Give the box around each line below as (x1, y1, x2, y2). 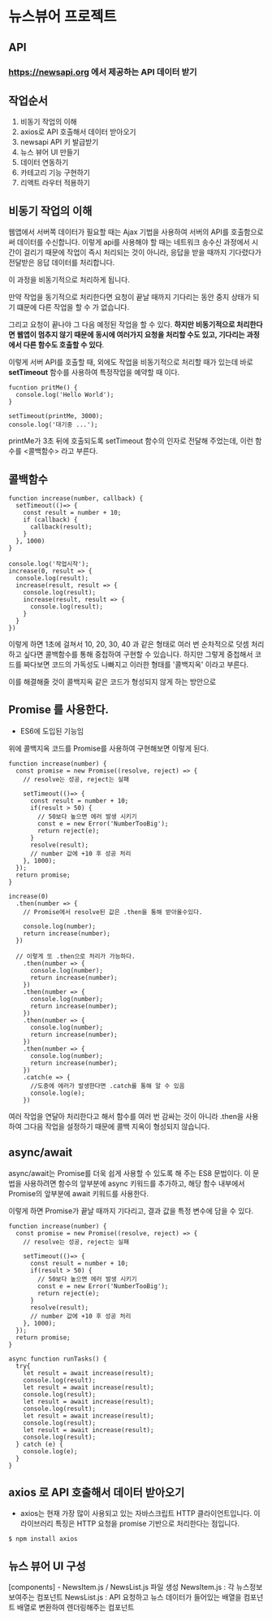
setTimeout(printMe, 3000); (8, 412, 104, 420)
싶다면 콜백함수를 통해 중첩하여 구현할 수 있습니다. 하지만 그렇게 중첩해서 (23, 649, 253, 659)
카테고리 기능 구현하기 (19, 168, 91, 177)
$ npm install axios (8, 1535, 79, 1544)
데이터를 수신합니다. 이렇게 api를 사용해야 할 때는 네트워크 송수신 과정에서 (16, 237, 250, 247)
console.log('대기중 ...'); (8, 420, 98, 429)
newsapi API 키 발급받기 (19, 137, 99, 147)
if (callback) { (23, 516, 79, 524)
